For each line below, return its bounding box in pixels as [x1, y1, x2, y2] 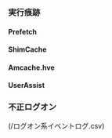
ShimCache [8, 45, 47, 54]
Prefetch [8, 27, 38, 36]
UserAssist [8, 81, 45, 90]
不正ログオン [8, 102, 57, 113]
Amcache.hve [8, 63, 55, 72]
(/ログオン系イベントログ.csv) [8, 121, 105, 130]
